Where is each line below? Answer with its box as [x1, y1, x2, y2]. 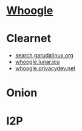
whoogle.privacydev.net [15, 65, 76, 72]
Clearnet [6, 32, 52, 46]
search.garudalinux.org [15, 52, 74, 59]
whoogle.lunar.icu [15, 58, 60, 66]
